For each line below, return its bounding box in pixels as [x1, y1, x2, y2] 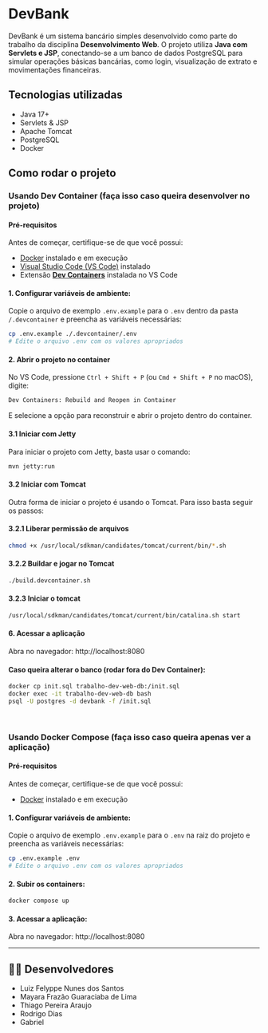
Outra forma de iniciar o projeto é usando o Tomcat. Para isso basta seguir [8, 497, 254, 507]
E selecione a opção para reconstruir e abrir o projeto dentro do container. [8, 411, 253, 420]
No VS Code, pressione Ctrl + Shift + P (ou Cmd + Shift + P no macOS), [8, 373, 254, 382]
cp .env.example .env [8, 854, 81, 862]
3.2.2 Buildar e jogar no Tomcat [8, 559, 115, 569]
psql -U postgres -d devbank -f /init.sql [8, 697, 152, 705]
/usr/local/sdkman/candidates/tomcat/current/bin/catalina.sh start [8, 611, 241, 619]
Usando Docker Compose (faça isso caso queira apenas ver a [8, 731, 251, 743]
